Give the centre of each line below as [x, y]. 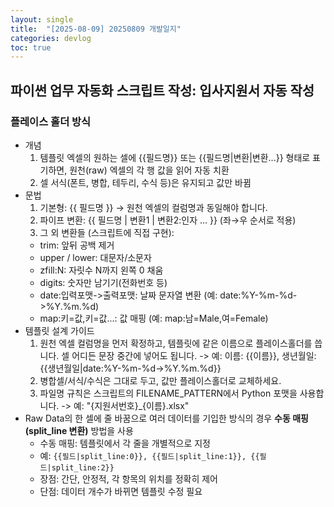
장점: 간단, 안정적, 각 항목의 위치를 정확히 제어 [128, 478]
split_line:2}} [83, 467]
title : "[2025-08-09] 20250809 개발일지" [96, 29]
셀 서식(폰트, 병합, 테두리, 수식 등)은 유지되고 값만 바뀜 [145, 182]
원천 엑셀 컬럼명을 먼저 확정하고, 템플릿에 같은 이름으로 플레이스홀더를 [176, 343]
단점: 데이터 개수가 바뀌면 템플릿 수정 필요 [121, 491]
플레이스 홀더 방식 [51, 121]
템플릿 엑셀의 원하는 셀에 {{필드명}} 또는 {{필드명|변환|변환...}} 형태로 [175, 157]
